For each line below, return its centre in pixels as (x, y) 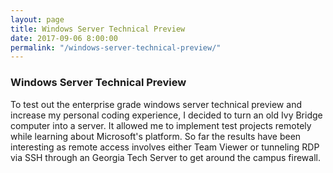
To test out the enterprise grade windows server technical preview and (156, 104)
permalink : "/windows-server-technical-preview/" (116, 47)
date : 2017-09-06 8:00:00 (64, 38)
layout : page (37, 19)
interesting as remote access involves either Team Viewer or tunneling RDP (165, 147)
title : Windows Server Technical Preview (98, 29)
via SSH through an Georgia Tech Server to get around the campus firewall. (165, 157)
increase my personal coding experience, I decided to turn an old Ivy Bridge (166, 115)
